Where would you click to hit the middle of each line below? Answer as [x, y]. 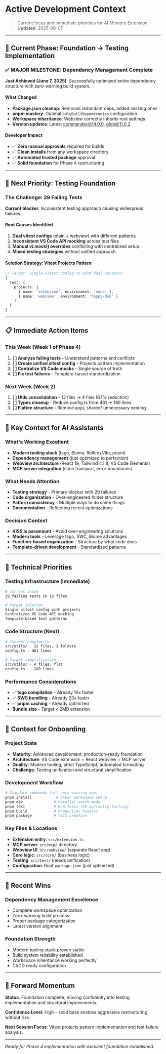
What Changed [21, 97]
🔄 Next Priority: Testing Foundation [60, 183]
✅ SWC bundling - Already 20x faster [51, 698]
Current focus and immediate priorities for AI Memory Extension [82, 23]
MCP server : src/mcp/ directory [45, 844]
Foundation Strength [30, 939]
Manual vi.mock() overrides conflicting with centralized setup [76, 246]
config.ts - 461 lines [28, 651]
